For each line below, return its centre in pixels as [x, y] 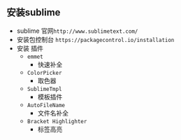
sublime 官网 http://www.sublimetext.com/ [77, 31]
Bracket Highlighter [57, 121]
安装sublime [34, 13]
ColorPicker [44, 73]
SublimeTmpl [44, 89]
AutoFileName [46, 105]
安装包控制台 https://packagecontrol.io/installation [95, 39]
